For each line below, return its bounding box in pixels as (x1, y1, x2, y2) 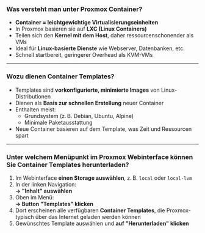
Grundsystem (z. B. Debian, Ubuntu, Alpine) (24, 112, 134, 119)
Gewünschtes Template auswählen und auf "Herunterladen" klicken (15, 220, 189, 227)
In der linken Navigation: (15, 180, 77, 188)
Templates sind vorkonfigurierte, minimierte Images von (15, 86, 160, 94)
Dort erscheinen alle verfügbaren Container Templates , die (15, 207, 165, 214)
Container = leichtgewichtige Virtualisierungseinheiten (15, 19, 159, 26)
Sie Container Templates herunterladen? (6, 160, 129, 169)
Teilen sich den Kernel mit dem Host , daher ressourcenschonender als (15, 32, 194, 39)
